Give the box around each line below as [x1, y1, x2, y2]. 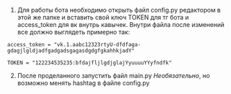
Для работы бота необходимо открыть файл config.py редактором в [17, 6, 221, 14]
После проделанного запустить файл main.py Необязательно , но [17, 72, 210, 79]
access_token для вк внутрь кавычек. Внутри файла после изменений [17, 21, 225, 28]
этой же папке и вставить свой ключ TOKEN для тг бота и [17, 13, 189, 21]
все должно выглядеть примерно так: [17, 28, 130, 36]
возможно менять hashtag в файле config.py [17, 79, 150, 87]
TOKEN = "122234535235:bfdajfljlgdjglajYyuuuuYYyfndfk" [7, 59, 172, 66]
